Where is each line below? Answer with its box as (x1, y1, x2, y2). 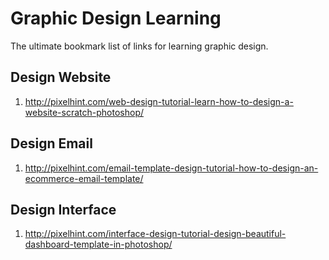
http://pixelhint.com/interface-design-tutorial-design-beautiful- (24, 228, 287, 240)
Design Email (10, 135, 93, 152)
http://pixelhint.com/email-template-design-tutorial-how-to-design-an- (24, 162, 319, 174)
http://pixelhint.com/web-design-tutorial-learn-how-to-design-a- (24, 95, 294, 107)
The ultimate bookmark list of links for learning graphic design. (10, 40, 269, 52)
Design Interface (10, 201, 117, 218)
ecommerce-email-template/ (24, 172, 144, 184)
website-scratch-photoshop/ (24, 106, 145, 118)
